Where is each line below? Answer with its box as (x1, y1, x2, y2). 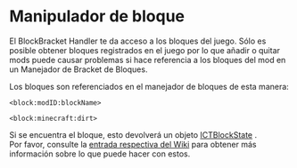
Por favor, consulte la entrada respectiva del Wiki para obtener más (9, 139, 257, 149)
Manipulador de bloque (9, 6, 186, 27)
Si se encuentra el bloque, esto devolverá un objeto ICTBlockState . (9, 129, 258, 140)
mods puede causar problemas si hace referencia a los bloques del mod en (9, 54, 286, 65)
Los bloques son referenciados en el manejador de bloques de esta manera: (9, 81, 290, 92)
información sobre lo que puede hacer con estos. (9, 148, 191, 159)
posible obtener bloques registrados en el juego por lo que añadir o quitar (9, 44, 281, 55)
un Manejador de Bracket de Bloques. (9, 64, 148, 75)
